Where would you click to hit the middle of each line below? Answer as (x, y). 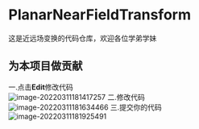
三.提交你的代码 (136, 107)
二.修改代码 (126, 97)
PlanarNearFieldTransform (100, 15)
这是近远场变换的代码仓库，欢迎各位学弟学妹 (83, 38)
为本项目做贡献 (46, 66)
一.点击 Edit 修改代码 (41, 87)
